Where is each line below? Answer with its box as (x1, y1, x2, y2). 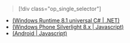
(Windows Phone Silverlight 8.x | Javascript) (12, 24, 124, 30)
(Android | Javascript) (12, 30, 68, 37)
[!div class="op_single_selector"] (18, 5, 102, 12)
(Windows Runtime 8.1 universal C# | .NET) (12, 17, 120, 24)
